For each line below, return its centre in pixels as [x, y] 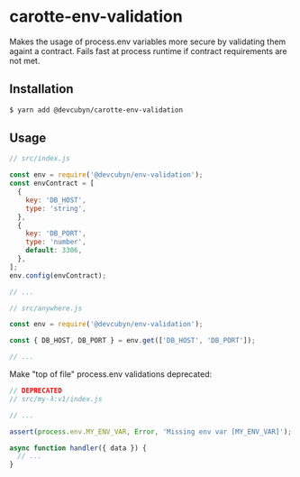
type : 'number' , [56, 242]
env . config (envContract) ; [58, 275]
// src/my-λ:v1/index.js [56, 399]
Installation [41, 89]
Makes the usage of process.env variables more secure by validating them [148, 41]
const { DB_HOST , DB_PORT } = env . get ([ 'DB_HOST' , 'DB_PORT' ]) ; [132, 341]
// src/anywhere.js [46, 308]
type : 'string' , [56, 208]
